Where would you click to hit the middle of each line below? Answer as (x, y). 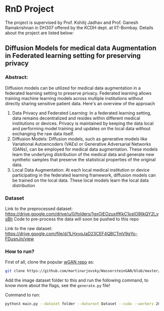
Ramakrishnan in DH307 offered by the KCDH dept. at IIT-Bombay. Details (79, 27)
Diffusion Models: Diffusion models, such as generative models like (80, 139)
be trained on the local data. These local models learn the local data (80, 180)
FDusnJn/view (20, 239)
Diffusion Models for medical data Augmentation (81, 48)
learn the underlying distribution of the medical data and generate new (83, 154)
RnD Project (30, 9)
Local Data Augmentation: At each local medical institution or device (81, 170)
